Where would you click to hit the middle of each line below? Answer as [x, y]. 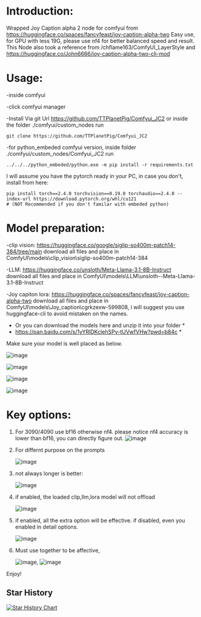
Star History [30, 593]
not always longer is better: [49, 473]
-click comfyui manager [36, 107]
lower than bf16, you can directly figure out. [69, 438]
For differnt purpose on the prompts [60, 450]
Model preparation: [56, 228]
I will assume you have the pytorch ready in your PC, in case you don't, [95, 176]
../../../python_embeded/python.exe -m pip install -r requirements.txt [100, 165]
